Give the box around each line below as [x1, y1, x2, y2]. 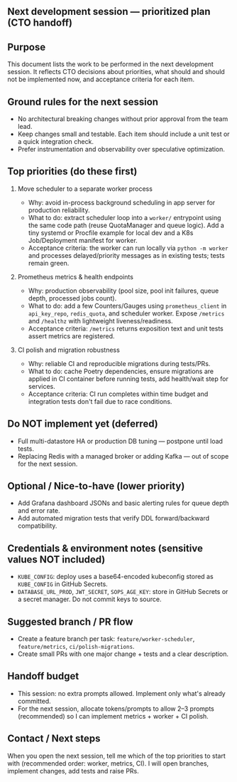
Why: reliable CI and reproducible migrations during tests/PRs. [28, 359, 211, 367]
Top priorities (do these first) [7, 165, 138, 177]
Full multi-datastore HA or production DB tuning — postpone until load [17, 437, 224, 445]
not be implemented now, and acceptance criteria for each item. [7, 75, 195, 84]
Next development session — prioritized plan [7, 6, 211, 18]
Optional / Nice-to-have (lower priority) [7, 480, 185, 492]
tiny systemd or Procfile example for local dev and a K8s [28, 228, 194, 237]
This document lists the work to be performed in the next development [7, 60, 214, 68]
